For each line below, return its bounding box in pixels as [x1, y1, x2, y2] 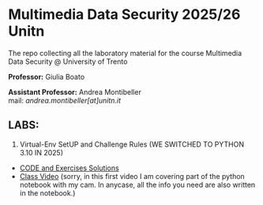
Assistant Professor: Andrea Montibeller [8, 87, 142, 96]
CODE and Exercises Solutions [19, 163, 120, 173]
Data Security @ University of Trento [8, 57, 128, 66]
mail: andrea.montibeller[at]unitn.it [8, 95, 121, 105]
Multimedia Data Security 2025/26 [8, 6, 241, 24]
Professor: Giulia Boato [8, 72, 85, 81]
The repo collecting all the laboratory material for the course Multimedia [8, 48, 242, 58]
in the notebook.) [19, 188, 76, 198]
